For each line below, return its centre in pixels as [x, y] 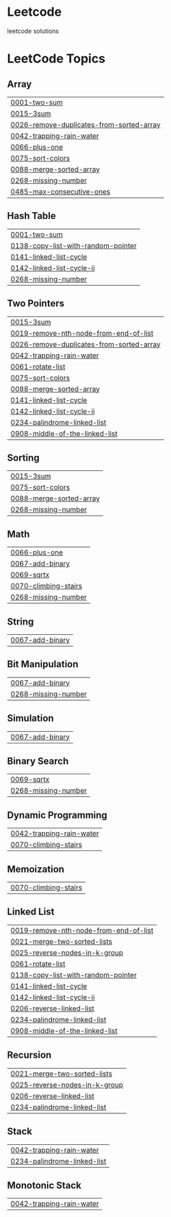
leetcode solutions [33, 31]
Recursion [29, 1055]
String [21, 622]
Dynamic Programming [57, 815]
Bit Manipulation [43, 664]
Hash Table [31, 216]
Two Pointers [36, 304]
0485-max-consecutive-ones [61, 192]
